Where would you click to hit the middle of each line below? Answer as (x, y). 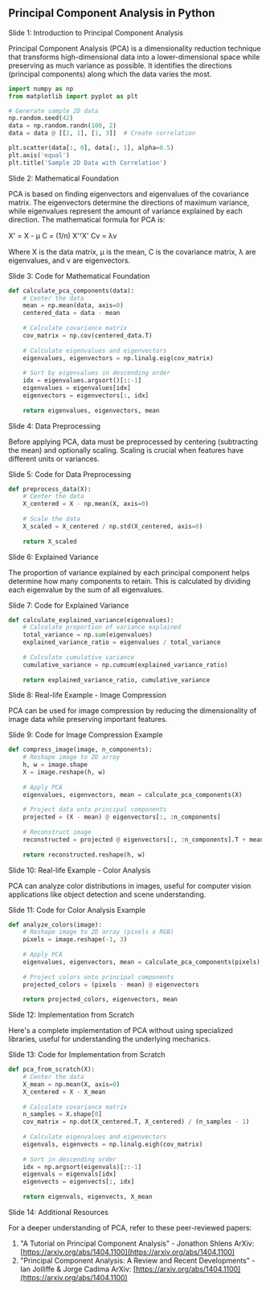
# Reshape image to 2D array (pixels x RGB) (98, 932)
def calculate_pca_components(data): (72, 290)
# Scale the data (52, 519)
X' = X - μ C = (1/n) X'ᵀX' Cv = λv (63, 235)
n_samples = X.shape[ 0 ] (63, 1114)
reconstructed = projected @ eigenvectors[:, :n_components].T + (135, 840)
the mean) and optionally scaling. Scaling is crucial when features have (126, 450)
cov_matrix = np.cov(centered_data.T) (88, 335)
